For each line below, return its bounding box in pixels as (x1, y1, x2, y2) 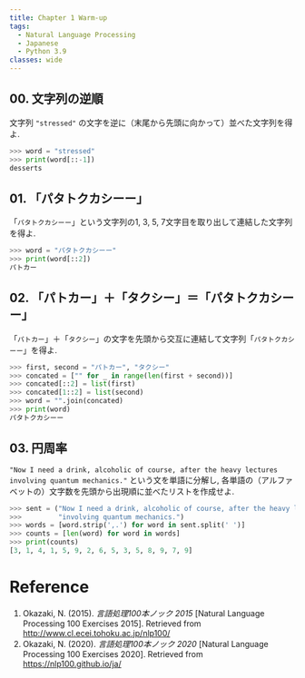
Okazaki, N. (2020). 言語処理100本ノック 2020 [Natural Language (22, 638, 270, 649)
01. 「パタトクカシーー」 (9, 191, 149, 206)
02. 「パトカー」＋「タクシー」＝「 (9, 290, 212, 306)
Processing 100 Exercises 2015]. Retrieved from (22, 618, 202, 629)
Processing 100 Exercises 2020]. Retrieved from (22, 648, 203, 659)
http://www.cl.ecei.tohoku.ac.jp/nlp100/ (22, 627, 171, 638)
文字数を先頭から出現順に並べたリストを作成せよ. (48, 486, 235, 496)
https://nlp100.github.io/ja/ (22, 658, 122, 669)
